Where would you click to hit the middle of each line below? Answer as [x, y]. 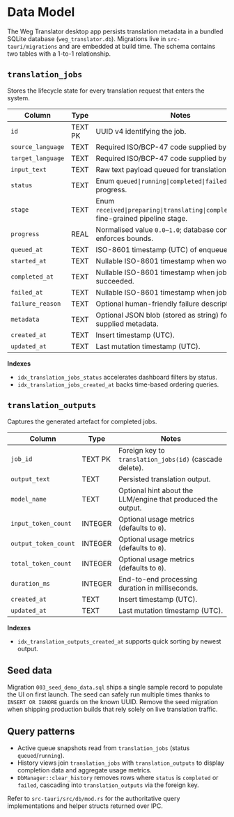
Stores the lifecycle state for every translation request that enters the [106, 91]
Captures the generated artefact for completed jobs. [82, 421]
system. [18, 98]
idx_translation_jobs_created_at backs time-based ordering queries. [118, 384]
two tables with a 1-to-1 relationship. [59, 54]
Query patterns [41, 731]
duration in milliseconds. [158, 588]
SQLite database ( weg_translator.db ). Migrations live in [87, 38]
